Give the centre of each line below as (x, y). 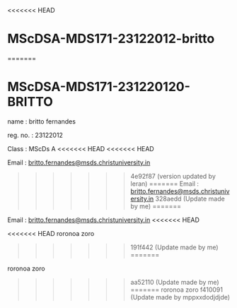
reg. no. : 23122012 (35, 135)
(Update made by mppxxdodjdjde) (180, 297)
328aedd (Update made (190, 199)
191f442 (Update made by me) (174, 247)
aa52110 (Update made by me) (175, 282)
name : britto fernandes (42, 121)
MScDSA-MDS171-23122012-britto (111, 39)
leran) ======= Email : (165, 184)
